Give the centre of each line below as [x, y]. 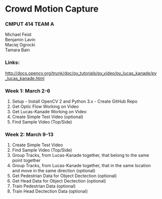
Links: [12, 62]
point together [26, 160]
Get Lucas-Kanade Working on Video [49, 112]
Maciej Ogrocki [20, 45]
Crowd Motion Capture [52, 9]
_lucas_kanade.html [25, 78]
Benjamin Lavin [20, 40]
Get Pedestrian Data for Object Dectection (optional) [65, 176]
